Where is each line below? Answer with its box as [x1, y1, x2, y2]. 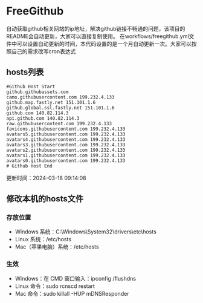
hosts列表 [6, 67, 44, 77]
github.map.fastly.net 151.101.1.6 [6, 99, 96, 105]
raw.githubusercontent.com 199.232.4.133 [6, 120, 112, 126]
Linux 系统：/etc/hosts [14, 236, 71, 243]
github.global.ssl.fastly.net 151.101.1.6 [6, 105, 115, 111]
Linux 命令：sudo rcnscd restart [14, 282, 95, 290]
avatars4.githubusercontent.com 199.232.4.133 [6, 136, 126, 143]
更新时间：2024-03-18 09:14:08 [6, 174, 86, 181]
